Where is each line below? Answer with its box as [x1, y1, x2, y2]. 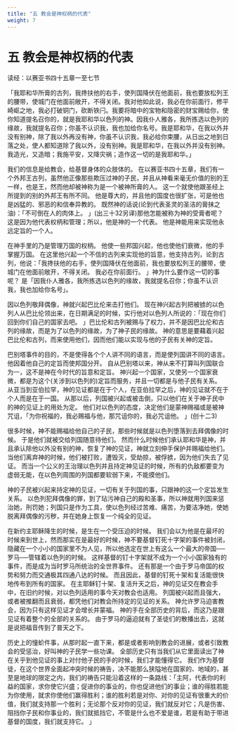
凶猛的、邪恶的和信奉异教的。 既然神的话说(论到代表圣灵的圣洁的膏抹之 [13, 200, 221, 209]
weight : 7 [7, 17, 37, 24]
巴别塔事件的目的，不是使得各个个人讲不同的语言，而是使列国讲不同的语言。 [7, 351, 229, 359]
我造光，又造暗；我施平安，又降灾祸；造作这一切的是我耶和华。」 [7, 150, 195, 159]
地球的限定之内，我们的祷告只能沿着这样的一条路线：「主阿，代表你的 [19, 674, 220, 682]
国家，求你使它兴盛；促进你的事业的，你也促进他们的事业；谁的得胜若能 [19, 682, 229, 691]
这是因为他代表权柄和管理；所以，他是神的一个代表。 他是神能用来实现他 [7, 218, 218, 226]
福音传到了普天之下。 [25, 623, 88, 632]
